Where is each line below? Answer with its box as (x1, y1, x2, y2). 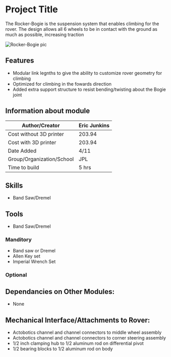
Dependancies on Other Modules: (5, 287, 115, 296)
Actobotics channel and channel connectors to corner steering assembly (12, 335, 166, 341)
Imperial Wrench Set (12, 259, 56, 265)
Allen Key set (12, 253, 41, 260)
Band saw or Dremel (12, 248, 56, 254)
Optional (5, 271, 27, 279)
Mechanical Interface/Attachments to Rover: (5, 315, 151, 324)
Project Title (5, 4, 58, 15)
